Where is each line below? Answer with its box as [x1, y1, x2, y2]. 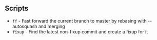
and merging [38, 23, 65, 29]
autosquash [12, 23, 37, 29]
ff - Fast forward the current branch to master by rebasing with [12, 17, 147, 24]
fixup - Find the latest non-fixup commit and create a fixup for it [12, 28, 148, 35]
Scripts [5, 4, 29, 13]
